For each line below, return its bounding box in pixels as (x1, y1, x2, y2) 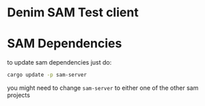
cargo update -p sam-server (7, 71, 87, 79)
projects (7, 91, 31, 99)
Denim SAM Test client (7, 5, 139, 20)
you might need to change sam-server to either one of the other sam (7, 84, 199, 92)
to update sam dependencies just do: (7, 58, 112, 67)
